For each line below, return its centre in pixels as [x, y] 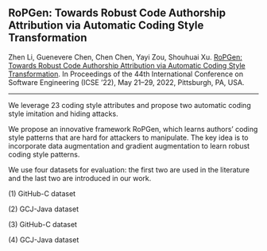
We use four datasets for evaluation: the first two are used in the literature [129, 169]
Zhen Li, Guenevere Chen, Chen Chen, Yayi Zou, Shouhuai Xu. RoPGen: [125, 57]
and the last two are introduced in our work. [80, 178]
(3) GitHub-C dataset [43, 224]
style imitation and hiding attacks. [63, 114]
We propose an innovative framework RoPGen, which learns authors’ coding [133, 129]
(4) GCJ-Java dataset [44, 239]
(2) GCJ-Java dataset [44, 209]
